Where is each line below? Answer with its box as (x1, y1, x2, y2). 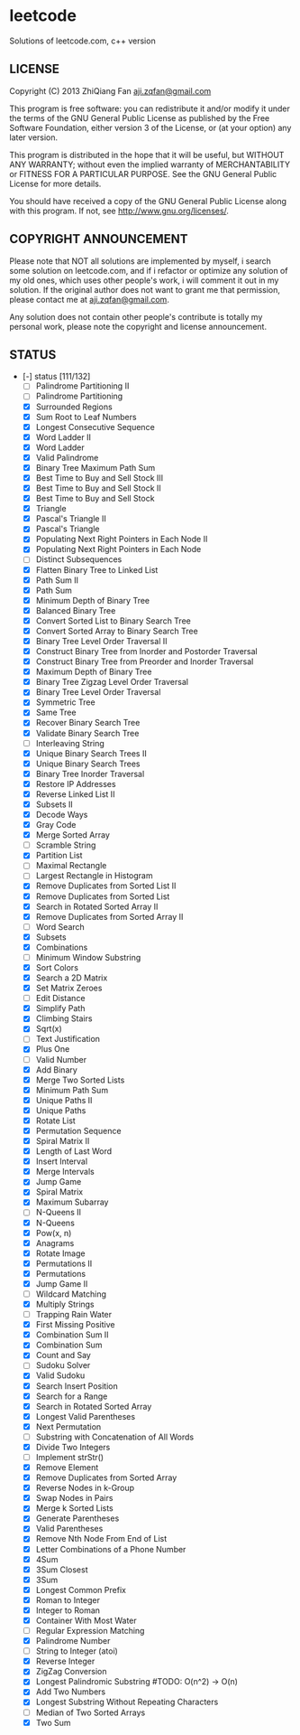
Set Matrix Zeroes (35, 982, 103, 994)
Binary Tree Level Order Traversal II (35, 635, 168, 646)
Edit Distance (35, 993, 86, 1004)
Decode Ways (35, 810, 88, 820)
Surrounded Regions (35, 401, 113, 412)
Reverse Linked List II (35, 788, 115, 800)
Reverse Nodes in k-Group (35, 1483, 135, 1494)
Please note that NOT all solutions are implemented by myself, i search (9, 255, 272, 267)
